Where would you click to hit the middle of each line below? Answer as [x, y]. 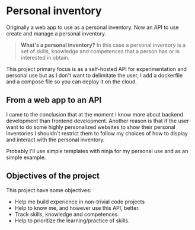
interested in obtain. [45, 57]
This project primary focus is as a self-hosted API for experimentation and [96, 69]
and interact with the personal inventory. [55, 140]
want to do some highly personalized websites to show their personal [91, 127]
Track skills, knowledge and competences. [67, 214]
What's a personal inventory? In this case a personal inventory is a [103, 45]
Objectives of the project [53, 176]
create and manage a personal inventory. [56, 33]
